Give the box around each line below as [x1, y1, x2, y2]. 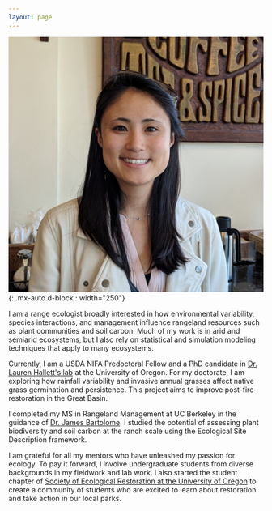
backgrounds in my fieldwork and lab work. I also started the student [8, 467, 238, 477]
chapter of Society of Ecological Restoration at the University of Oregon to [8, 476, 257, 486]
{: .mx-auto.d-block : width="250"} [8, 292, 125, 303]
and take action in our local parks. [8, 493, 121, 503]
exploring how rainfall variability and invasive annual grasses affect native [8, 376, 255, 385]
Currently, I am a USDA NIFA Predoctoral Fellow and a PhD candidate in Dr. [8, 359, 257, 368]
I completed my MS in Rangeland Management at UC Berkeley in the [8, 409, 237, 419]
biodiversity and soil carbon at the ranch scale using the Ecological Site [8, 426, 247, 436]
